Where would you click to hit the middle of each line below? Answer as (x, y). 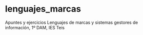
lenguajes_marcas (43, 9)
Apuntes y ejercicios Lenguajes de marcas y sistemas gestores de (71, 22)
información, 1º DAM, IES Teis (35, 27)
